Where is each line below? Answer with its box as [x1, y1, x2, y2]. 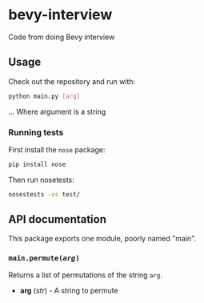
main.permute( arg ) [8, 254, 80, 263]
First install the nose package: [8, 144, 106, 154]
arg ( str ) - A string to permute [19, 285, 118, 295]
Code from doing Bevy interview [8, 32, 115, 42]
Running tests [8, 127, 64, 138]
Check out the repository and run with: [8, 76, 136, 86]
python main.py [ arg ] [8, 92, 81, 100]
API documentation [8, 212, 106, 226]
